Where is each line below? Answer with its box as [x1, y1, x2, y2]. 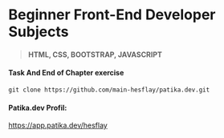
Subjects [8, 22, 69, 41]
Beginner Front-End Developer [8, 6, 216, 24]
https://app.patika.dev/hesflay [8, 120, 108, 130]
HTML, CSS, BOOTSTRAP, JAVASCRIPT [27, 50, 163, 59]
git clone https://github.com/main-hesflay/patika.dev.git [8, 86, 210, 94]
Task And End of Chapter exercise [8, 68, 124, 78]
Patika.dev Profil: [8, 103, 67, 112]
